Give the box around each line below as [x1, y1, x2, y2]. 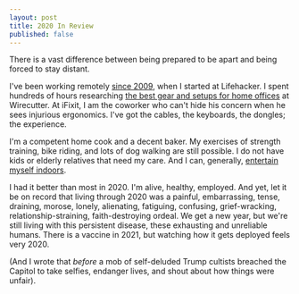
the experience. [9, 119, 67, 130]
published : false [9, 29, 74, 38]
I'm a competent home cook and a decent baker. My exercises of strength [9, 136, 281, 147]
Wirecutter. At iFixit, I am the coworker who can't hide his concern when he [9, 100, 286, 111]
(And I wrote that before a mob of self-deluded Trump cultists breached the [9, 256, 287, 267]
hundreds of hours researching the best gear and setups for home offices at [9, 90, 290, 101]
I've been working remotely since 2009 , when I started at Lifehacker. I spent [9, 81, 289, 92]
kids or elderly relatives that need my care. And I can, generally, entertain [9, 155, 278, 166]
